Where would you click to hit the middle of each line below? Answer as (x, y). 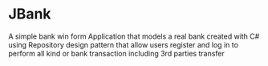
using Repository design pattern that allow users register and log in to (124, 44)
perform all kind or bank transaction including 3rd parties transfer (116, 53)
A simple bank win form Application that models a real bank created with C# (134, 36)
